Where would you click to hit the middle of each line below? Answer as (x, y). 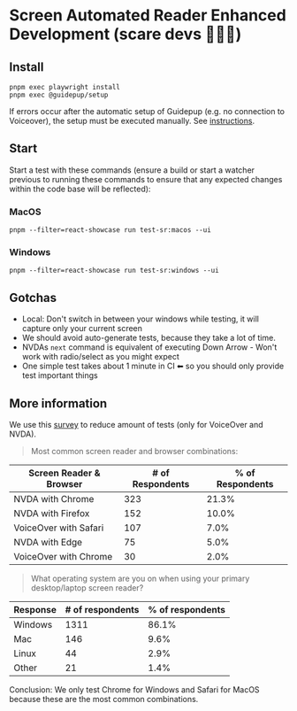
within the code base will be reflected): (80, 189)
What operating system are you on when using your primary (140, 579)
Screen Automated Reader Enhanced (148, 15)
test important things (60, 375)
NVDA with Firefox (52, 514)
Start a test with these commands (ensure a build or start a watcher (132, 170)
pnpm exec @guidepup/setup (59, 95)
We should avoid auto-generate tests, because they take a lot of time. (148, 338)
